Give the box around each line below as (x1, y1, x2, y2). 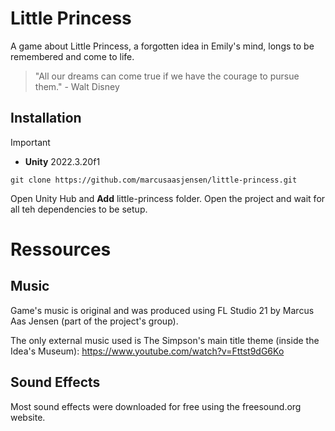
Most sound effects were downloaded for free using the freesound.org (10, 400, 302, 412)
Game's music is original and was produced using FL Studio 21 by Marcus (10, 304, 315, 316)
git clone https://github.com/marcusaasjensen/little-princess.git (10, 175, 298, 185)
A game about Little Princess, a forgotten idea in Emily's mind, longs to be (10, 40, 315, 52)
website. (10, 411, 46, 423)
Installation (10, 110, 82, 127)
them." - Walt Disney (34, 80, 120, 92)
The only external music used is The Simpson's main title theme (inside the (10, 334, 320, 346)
